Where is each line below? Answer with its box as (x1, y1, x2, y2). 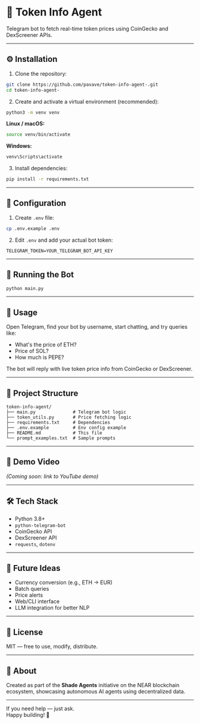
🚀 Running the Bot (6, 270, 74, 280)
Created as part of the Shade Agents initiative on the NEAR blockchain (6, 682, 180, 689)
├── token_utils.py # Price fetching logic (6, 414, 132, 420)
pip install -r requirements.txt (6, 176, 89, 182)
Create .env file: (14, 214, 55, 221)
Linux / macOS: (6, 120, 45, 127)
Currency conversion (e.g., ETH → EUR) (14, 579, 113, 586)
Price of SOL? (14, 348, 49, 355)
